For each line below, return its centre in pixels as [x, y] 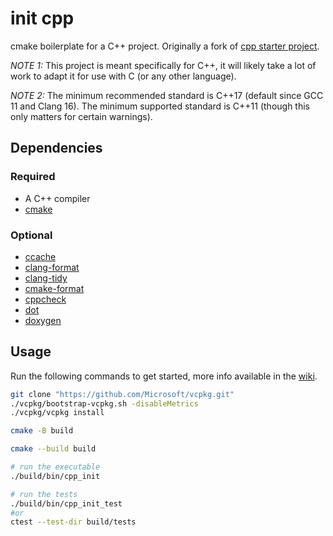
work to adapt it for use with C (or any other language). [123, 76]
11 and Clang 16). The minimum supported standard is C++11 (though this [160, 106]
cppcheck [45, 299]
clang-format [52, 267]
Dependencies [56, 148]
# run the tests [44, 494]
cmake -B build [42, 431]
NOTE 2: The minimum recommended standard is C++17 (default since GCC [167, 95]
